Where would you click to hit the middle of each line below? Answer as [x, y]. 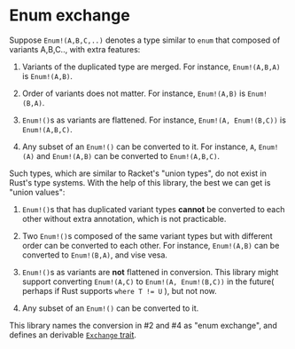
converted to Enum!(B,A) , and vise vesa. [95, 255]
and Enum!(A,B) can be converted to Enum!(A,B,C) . [128, 155]
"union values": [37, 192]
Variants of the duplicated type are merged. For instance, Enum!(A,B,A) [151, 67]
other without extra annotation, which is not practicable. [124, 218]
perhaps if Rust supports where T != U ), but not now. [119, 290]
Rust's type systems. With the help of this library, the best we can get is [140, 182]
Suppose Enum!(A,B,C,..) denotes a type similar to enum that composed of [145, 40]
